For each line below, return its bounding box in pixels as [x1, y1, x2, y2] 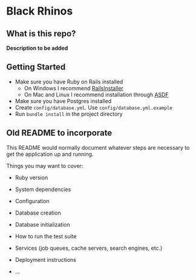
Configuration [15, 197, 50, 204]
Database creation [15, 209, 62, 216]
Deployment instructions [15, 256, 77, 263]
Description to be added [6, 44, 68, 52]
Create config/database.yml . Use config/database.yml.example [15, 104, 172, 111]
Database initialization [15, 221, 71, 228]
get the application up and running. [6, 150, 94, 158]
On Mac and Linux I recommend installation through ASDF [24, 91, 169, 98]
